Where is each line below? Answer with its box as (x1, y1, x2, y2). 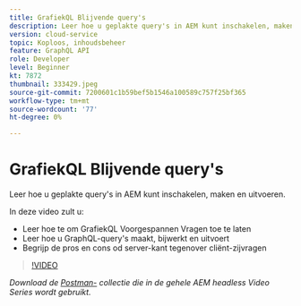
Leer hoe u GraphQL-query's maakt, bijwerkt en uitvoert (21, 234, 230, 244)
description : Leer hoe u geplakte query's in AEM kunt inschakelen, (9, 21, 271, 30)
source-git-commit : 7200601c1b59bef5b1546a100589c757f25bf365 (9, 88, 246, 97)
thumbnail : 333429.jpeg (9, 80, 99, 89)
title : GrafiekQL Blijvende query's (9, 13, 146, 22)
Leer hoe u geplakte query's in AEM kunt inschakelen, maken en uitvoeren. (9, 189, 287, 200)
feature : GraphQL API (9, 47, 90, 55)
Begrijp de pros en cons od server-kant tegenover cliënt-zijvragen (21, 242, 267, 253)
